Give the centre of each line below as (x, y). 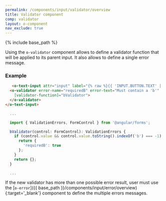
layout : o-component (27, 24)
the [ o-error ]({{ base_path (32, 188)
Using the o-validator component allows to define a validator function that (82, 52)
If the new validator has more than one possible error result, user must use (82, 183)
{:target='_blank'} (23, 193)
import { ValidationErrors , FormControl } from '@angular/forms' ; (80, 123)
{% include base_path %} (31, 42)
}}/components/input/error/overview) (99, 188)
